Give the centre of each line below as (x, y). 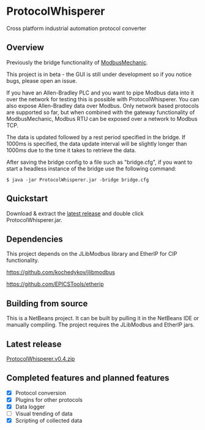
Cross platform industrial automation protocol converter (76, 28)
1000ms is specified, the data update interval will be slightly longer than (97, 144)
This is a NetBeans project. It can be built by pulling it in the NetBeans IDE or (103, 318)
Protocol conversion (40, 393)
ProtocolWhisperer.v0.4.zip (41, 359)
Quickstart (27, 198)
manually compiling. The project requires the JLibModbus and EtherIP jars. (100, 325)
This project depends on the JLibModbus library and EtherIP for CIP (92, 254)
